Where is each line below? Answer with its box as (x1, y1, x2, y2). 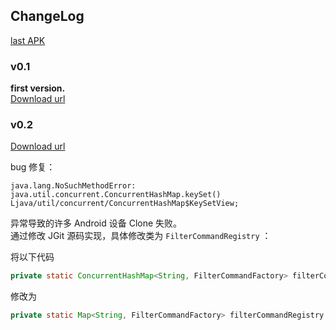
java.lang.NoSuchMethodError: (10, 181, 137, 191)
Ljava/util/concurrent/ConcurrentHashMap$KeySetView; (10, 199, 240, 209)
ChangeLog (10, 8, 85, 25)
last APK (10, 34, 46, 46)
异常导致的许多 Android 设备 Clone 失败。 (10, 217, 183, 229)
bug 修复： (10, 161, 56, 173)
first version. (10, 82, 66, 94)
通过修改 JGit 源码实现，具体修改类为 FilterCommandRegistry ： (10, 230, 272, 242)
